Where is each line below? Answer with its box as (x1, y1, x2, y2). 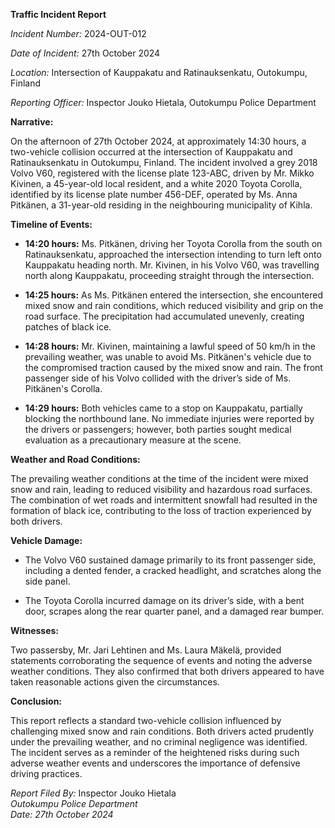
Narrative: (10, 116, 54, 128)
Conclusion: (10, 695, 63, 707)
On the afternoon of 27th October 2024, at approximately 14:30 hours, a (10, 135, 307, 147)
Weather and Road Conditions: (10, 454, 141, 465)
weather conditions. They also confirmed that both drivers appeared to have (10, 665, 325, 677)
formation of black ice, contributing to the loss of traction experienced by (10, 505, 312, 516)
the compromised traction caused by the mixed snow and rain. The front (24, 362, 323, 373)
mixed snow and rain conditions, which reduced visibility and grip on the (24, 300, 324, 311)
